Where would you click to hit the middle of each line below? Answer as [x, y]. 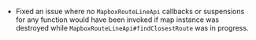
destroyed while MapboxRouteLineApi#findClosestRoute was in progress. [132, 28]
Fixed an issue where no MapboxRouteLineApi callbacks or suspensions [130, 11]
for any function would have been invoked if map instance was [117, 20]
